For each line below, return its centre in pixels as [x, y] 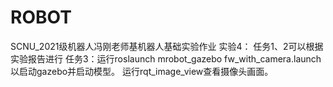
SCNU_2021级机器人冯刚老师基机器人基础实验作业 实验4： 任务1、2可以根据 [167, 46]
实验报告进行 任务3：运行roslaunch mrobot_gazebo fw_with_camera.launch [166, 58]
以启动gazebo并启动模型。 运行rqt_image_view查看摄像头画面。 [142, 71]
